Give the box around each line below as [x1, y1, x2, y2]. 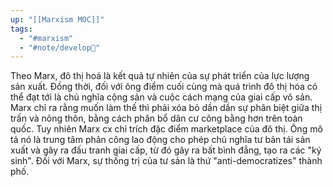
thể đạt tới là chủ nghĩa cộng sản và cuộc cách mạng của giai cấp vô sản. [10, 91, 313, 103]
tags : [10, 24, 33, 34]
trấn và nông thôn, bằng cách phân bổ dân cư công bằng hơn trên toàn [10, 112, 303, 125]
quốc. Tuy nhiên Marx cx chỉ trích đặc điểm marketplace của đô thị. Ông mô [10, 123, 323, 135]
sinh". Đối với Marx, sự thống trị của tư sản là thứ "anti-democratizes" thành [10, 155, 323, 167]
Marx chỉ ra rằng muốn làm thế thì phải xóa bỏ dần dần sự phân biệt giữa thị [10, 102, 323, 114]
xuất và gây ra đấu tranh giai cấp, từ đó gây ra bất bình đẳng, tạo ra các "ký [10, 144, 322, 156]
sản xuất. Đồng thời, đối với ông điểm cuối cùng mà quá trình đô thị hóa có [10, 81, 318, 93]
